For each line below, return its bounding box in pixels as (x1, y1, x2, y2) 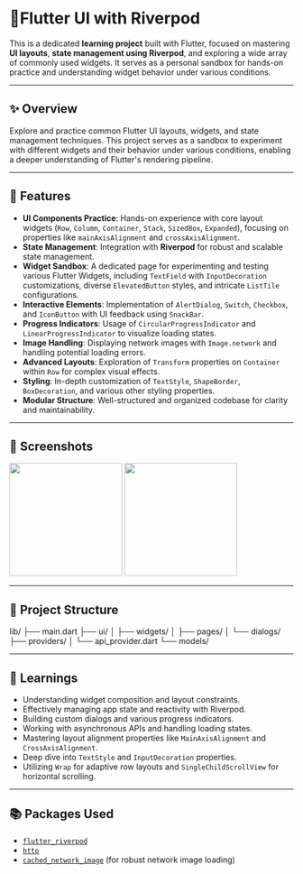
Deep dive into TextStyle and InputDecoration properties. (22, 752, 237, 762)
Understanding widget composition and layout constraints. (22, 695, 241, 704)
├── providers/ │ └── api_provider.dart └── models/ (9, 636, 209, 647)
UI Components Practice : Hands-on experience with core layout (22, 212, 263, 224)
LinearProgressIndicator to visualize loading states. (22, 327, 216, 338)
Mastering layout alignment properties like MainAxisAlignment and (22, 732, 266, 743)
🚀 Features (9, 189, 71, 204)
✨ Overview (9, 101, 78, 116)
